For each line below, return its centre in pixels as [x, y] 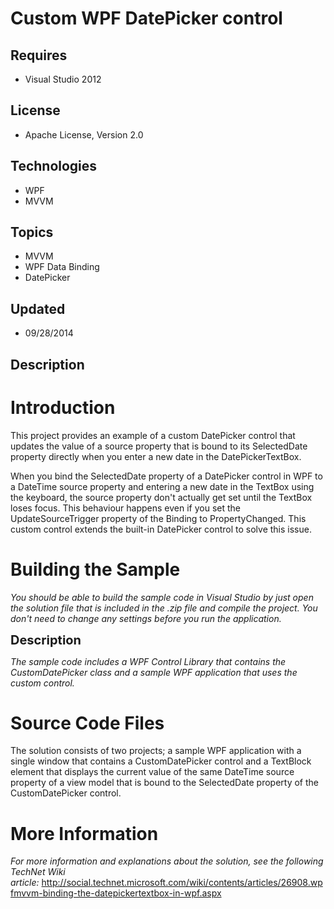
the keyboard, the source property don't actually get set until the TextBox [161, 497]
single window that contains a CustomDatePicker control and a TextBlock [161, 761]
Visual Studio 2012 [63, 79]
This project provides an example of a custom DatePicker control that [153, 435]
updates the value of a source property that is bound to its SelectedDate [159, 446]
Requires [39, 55]
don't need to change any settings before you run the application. [146, 618]
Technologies [54, 166]
